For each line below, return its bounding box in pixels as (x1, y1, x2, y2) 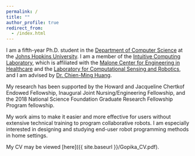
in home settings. (6, 132, 48, 139)
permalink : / (6, 8, 38, 15)
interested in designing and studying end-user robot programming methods (6, 126, 189, 133)
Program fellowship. (6, 102, 55, 109)
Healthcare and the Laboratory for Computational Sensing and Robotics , (6, 65, 181, 72)
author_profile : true (6, 19, 59, 25)
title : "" (6, 14, 31, 20)
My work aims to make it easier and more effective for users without (6, 113, 172, 121)
